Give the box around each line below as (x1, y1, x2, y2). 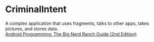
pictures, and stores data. (5, 25, 59, 31)
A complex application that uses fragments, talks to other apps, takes (5, 20, 149, 26)
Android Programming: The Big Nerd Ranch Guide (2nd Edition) (5, 31, 137, 37)
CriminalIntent (5, 4, 67, 15)
